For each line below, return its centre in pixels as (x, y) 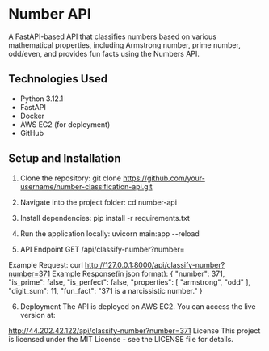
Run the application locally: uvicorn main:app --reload (109, 233)
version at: (38, 315)
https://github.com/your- (164, 178)
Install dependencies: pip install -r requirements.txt (105, 218)
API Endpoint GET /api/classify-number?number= (102, 249)
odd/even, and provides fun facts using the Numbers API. (104, 53)
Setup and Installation (65, 159)
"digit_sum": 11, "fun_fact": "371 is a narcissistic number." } (106, 290)
